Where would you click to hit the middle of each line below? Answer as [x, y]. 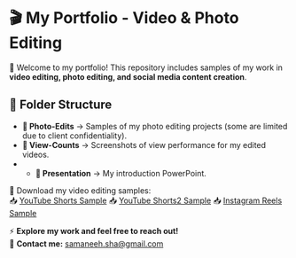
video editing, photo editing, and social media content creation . [128, 76]
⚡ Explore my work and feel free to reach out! [94, 231]
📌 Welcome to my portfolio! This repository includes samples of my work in [146, 67]
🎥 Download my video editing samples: [80, 190]
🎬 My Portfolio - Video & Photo [124, 18]
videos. [35, 154]
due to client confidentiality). [74, 136]
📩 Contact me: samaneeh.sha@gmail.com [86, 243]
